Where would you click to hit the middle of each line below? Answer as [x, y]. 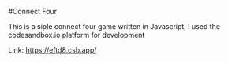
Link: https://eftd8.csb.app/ [52, 50]
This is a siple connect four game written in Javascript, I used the [114, 26]
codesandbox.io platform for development [77, 35]
